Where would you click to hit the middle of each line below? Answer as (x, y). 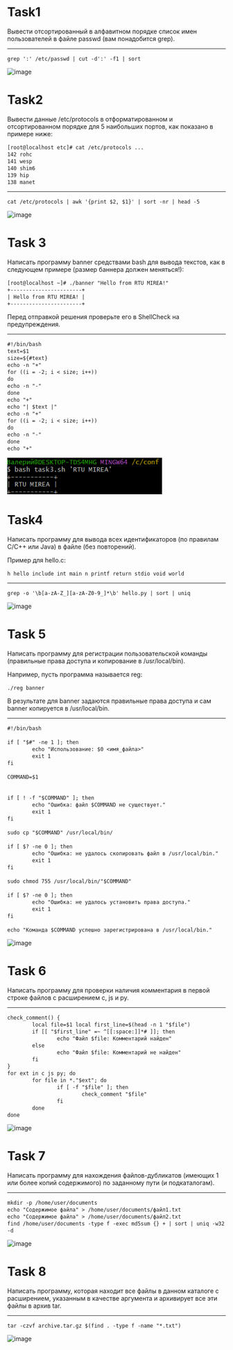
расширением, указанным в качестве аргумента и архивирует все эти (112, 1298)
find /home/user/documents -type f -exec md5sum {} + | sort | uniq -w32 (116, 1223)
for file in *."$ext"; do (70, 1080)
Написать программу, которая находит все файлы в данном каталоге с (113, 1291)
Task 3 (27, 243)
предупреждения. (34, 324)
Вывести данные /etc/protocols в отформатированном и (90, 119)
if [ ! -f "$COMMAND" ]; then (51, 798)
